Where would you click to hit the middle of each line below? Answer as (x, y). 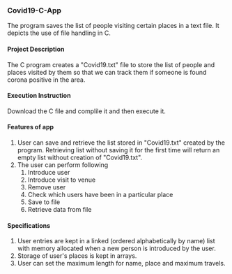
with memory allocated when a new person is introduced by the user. (116, 248)
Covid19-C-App (34, 10)
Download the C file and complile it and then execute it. (86, 111)
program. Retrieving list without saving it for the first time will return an (118, 150)
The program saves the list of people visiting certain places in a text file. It (113, 26)
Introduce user (49, 172)
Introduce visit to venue (62, 180)
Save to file (44, 202)
